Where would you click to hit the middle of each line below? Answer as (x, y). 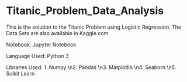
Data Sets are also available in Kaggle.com (57, 33)
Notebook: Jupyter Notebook (41, 45)
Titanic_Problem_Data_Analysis (85, 11)
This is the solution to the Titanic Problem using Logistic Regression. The (94, 27)
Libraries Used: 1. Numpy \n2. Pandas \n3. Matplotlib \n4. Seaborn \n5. (91, 67)
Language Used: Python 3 (37, 56)
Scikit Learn (20, 73)
